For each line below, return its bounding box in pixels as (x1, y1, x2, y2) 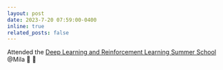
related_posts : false (7, 29, 70, 36)
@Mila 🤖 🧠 (7, 56, 36, 64)
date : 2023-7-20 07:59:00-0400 (7, 16, 97, 23)
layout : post (7, 10, 45, 17)
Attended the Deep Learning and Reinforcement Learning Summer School (7, 48, 217, 56)
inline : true (7, 23, 45, 30)
